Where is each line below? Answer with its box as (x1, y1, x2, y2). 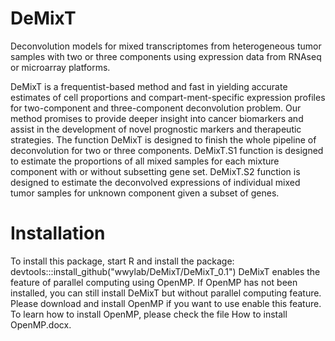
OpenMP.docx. (10, 318, 72, 331)
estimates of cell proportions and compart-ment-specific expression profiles (10, 91, 326, 103)
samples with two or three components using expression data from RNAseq (10, 50, 322, 62)
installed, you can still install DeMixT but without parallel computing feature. (10, 287, 322, 299)
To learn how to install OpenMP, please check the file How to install (10, 308, 288, 320)
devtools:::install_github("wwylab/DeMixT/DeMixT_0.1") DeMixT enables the (10, 265, 321, 277)
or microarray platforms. (10, 61, 111, 73)
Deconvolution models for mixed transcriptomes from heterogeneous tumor (10, 40, 322, 52)
